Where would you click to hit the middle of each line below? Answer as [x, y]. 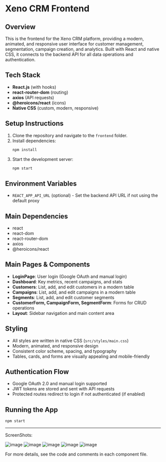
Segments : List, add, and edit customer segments [63, 297]
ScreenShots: [19, 435]
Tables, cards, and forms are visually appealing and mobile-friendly [81, 356]
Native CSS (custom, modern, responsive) [55, 108]
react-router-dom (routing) [40, 92]
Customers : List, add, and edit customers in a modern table [73, 287]
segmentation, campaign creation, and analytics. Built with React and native [82, 49]
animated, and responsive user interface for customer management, [75, 44]
